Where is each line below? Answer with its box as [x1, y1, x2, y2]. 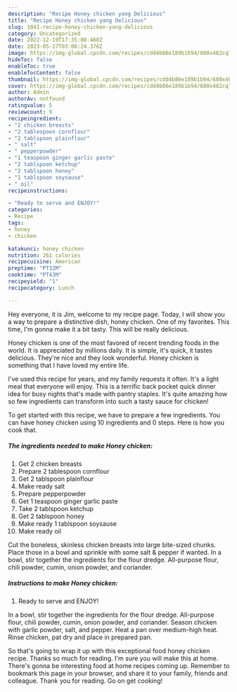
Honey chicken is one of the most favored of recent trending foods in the [8, 339, 219, 347]
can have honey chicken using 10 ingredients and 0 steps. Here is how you [8, 418, 224, 427]
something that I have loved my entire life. [8, 360, 129, 370]
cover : [8, 82, 27, 89]
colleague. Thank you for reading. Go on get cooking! [8, 677, 163, 685]
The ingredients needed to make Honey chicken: [8, 441, 153, 451]
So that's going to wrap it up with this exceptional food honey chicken [8, 646, 210, 655]
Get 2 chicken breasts [18, 459, 82, 468]
